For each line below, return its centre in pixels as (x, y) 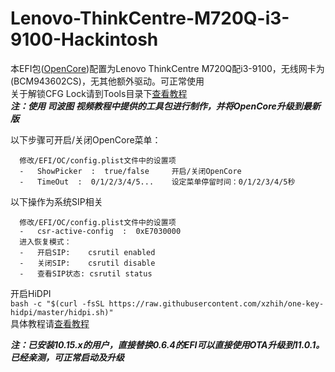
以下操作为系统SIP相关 (56, 201)
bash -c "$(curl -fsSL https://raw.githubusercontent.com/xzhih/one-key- (167, 303)
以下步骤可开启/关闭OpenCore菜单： (86, 139)
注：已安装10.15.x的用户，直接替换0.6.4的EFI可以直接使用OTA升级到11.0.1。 (167, 344)
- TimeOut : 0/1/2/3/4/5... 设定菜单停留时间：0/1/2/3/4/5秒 (157, 182)
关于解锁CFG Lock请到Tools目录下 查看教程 (99, 93)
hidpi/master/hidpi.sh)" (62, 312)
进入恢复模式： (45, 242)
